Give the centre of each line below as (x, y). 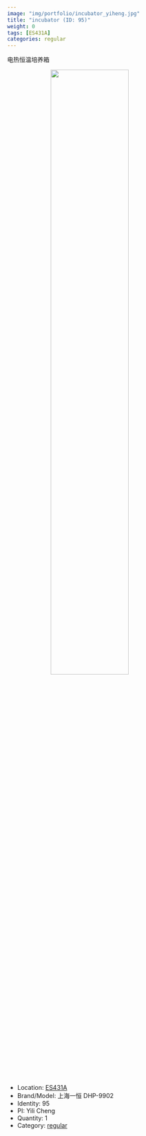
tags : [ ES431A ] (29, 33)
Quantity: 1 (32, 1118)
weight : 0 (21, 26)
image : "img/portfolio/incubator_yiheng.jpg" (73, 13)
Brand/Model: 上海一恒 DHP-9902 (65, 1096)
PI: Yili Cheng (36, 1111)
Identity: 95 (33, 1104)
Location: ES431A (42, 1088)
